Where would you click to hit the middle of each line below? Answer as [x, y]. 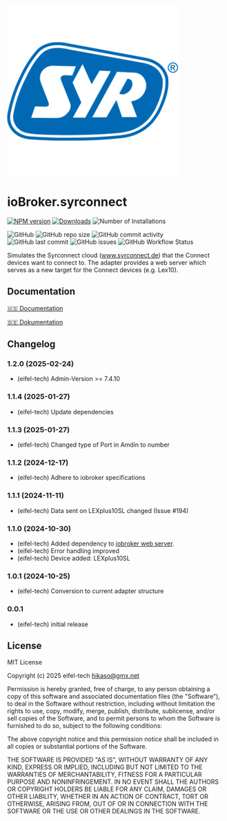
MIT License [25, 662]
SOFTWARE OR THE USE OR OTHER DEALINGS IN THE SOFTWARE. [104, 811]
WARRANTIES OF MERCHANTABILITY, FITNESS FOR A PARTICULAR [105, 775]
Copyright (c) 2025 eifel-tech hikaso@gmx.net [73, 676]
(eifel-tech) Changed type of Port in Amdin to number [93, 445]
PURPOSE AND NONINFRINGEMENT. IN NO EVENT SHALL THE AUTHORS [113, 782]
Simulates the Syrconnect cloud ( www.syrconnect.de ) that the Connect [109, 255]
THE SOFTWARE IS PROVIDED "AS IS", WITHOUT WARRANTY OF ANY [108, 760]
